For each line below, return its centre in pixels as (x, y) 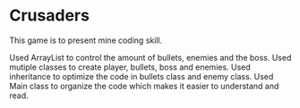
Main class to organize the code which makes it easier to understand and (144, 86)
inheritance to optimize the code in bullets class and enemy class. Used (141, 76)
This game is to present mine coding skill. (86, 40)
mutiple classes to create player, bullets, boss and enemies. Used (130, 67)
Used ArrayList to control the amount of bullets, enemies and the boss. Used (150, 57)
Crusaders (49, 16)
